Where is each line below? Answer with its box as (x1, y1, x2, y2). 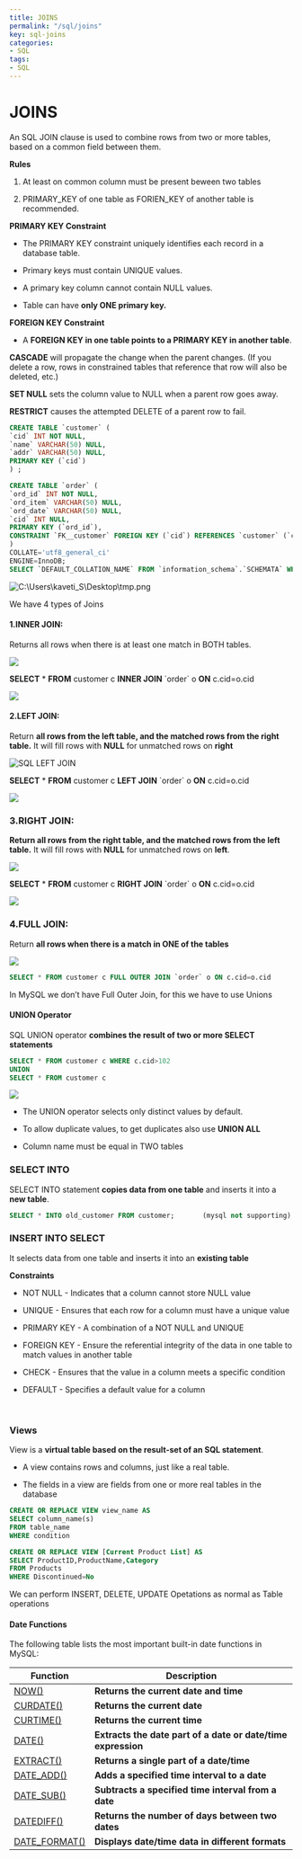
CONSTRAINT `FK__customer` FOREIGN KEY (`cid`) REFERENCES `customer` (9, 531, 280, 540)
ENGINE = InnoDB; (9, 556, 67, 565)
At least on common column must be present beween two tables (22, 176, 262, 187)
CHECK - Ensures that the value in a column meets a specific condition (22, 1366, 286, 1377)
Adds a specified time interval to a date (93, 1769, 267, 1782)
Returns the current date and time (93, 1685, 244, 1697)
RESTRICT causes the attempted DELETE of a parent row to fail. (9, 405, 247, 416)
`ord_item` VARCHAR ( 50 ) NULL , (9, 498, 123, 507)
